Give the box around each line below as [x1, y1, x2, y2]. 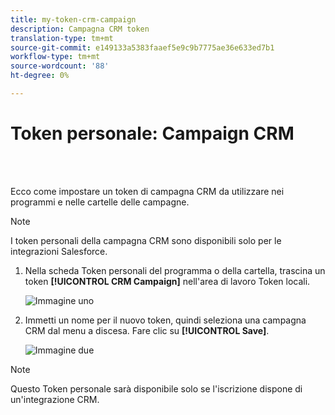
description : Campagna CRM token [10, 24, 150, 34]
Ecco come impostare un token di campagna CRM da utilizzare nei [10, 185, 285, 197]
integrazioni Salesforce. [10, 245, 108, 257]
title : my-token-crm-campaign [10, 14, 137, 25]
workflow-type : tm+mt [10, 52, 101, 62]
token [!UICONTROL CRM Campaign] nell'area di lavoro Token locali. [24, 275, 311, 287]
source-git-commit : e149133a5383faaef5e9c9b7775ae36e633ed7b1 [10, 42, 275, 53]
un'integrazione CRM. [10, 393, 100, 405]
